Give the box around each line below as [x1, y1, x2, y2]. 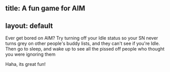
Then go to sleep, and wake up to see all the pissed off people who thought [5, 46, 165, 52]
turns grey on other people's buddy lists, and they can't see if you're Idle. [5, 40, 160, 46]
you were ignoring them [5, 51, 56, 58]
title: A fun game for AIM [5, 4, 86, 13]
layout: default [5, 21, 53, 30]
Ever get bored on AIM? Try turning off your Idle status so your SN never [5, 35, 158, 41]
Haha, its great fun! [5, 61, 46, 67]
